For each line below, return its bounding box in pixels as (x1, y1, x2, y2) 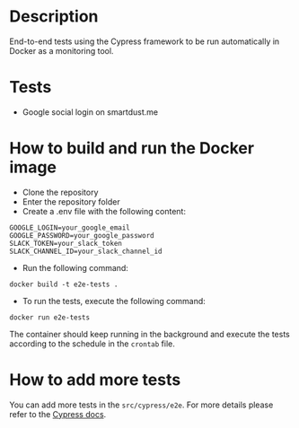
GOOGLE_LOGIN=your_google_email (9, 223, 130, 232)
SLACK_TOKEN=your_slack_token (9, 239, 123, 248)
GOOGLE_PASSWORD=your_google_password (9, 231, 154, 240)
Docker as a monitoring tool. (9, 45, 114, 56)
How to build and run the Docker (9, 138, 254, 159)
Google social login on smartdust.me (22, 106, 159, 118)
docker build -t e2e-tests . (9, 280, 119, 289)
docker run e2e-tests (9, 312, 91, 322)
